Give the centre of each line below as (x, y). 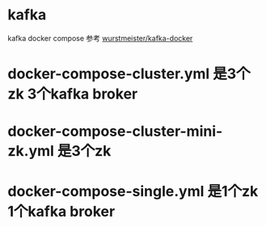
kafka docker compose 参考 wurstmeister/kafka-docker (100, 38)
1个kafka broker (61, 211)
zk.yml (31, 151)
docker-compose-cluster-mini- (115, 132)
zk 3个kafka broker (73, 94)
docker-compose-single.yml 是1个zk (133, 191)
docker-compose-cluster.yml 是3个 (129, 74)
